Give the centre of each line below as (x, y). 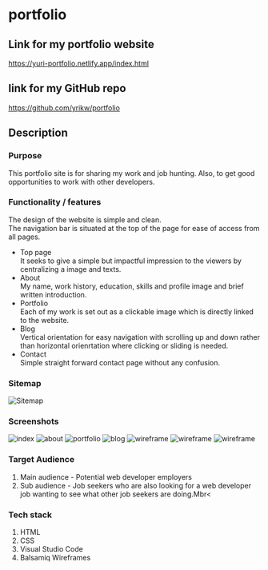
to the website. (44, 320)
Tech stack (30, 515)
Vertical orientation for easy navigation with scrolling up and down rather (140, 337)
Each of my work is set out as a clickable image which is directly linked (137, 311)
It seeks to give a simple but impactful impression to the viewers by (131, 261)
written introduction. (53, 294)
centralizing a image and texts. (70, 269)
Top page (36, 252)
